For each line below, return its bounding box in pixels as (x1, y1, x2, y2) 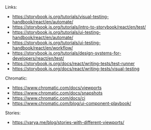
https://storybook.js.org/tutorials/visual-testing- (12, 14, 109, 19)
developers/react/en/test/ (12, 55, 65, 61)
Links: (5, 4, 17, 10)
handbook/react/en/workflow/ (12, 45, 74, 51)
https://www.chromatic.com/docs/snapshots (12, 90, 103, 96)
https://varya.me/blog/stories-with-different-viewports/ (12, 120, 125, 125)
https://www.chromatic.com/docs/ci (12, 95, 86, 101)
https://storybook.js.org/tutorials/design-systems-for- (12, 50, 122, 56)
